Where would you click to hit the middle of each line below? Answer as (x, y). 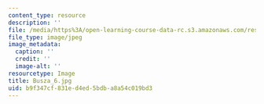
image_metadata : (35, 45)
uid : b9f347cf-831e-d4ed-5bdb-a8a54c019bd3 (81, 88)
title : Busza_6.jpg (40, 81)
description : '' (35, 23)
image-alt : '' (38, 66)
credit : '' (33, 59)
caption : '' (35, 52)
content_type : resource (47, 15)
